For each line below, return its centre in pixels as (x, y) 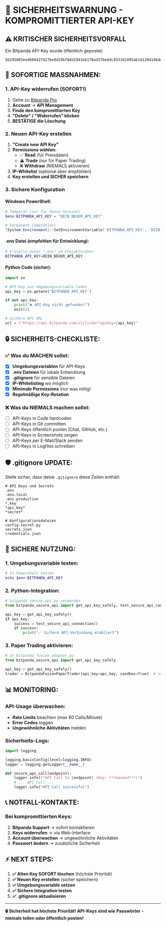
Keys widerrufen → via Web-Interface (51, 832)
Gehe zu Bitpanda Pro (35, 100)
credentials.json (23, 534)
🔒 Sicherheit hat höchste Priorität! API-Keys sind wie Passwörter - (74, 911)
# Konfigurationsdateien (31, 521)
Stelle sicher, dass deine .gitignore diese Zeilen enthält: (63, 477)
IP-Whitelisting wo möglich (40, 383)
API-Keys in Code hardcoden (42, 418)
